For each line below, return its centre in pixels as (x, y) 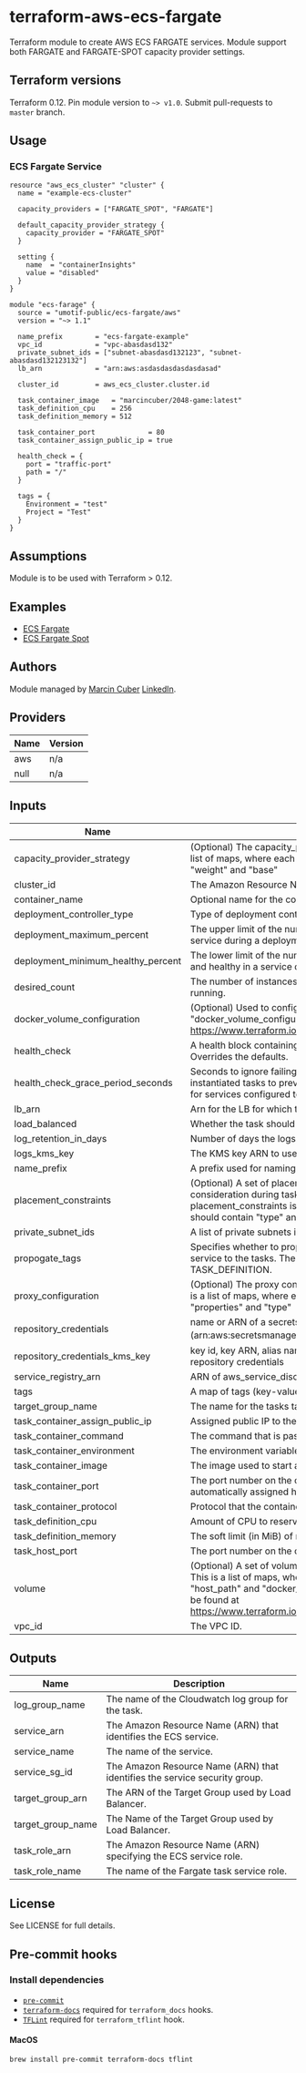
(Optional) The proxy (235, 1284)
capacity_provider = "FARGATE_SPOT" (96, 233)
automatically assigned (240, 1492)
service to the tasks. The (243, 1257)
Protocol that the (225, 1506)
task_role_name (48, 1872)
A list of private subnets (240, 1232)
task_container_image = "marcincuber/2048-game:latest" (130, 401)
